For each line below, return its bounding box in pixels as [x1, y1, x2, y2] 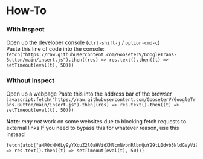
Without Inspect [6, 76, 55, 85]
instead [6, 131, 25, 138]
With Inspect [6, 25, 45, 34]
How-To [6, 4, 47, 18]
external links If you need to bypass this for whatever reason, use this [6, 124, 179, 131]
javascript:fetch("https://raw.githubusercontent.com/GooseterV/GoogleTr [6, 96, 196, 103]
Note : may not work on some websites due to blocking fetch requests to [6, 117, 187, 125]
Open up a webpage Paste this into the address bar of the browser [6, 90, 172, 97]
